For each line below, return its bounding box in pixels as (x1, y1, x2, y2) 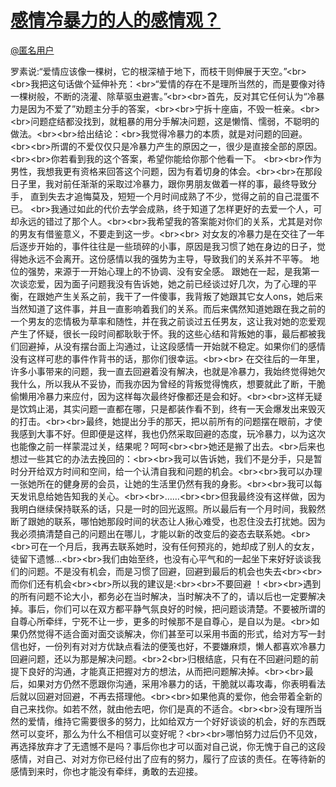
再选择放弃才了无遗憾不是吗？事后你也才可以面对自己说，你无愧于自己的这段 (10, 740, 326, 752)
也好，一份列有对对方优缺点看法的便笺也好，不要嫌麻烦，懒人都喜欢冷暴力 (18, 640, 326, 652)
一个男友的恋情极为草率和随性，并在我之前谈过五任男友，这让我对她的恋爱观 (10, 315, 326, 327)
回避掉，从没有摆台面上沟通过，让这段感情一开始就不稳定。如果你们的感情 (18, 340, 326, 352)
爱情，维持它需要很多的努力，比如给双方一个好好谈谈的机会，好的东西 (27, 715, 317, 727)
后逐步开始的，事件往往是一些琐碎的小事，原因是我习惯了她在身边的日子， (10, 240, 317, 252)
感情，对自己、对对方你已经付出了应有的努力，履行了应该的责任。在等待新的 (10, 752, 326, 765)
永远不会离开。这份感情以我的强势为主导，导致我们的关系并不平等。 (27, 252, 308, 265)
